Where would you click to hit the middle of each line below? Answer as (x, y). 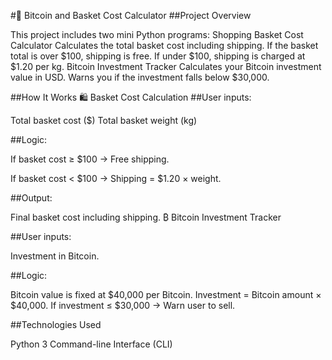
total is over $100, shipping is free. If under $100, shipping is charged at (158, 56)
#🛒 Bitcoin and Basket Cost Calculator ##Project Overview (131, 15)
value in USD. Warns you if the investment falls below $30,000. (140, 77)
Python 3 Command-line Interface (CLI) (91, 344)
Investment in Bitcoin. (55, 256)
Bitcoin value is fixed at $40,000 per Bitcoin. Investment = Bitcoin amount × (166, 294)
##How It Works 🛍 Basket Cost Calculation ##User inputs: (131, 97)
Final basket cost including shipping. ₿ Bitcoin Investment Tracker (146, 217)
